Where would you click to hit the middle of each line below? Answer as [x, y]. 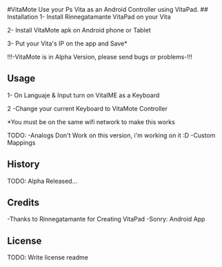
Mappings [21, 142]
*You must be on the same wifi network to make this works [91, 121]
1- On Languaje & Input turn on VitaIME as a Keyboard [83, 95]
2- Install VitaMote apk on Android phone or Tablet [79, 30]
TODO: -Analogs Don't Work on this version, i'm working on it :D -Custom [111, 135]
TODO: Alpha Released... [42, 181]
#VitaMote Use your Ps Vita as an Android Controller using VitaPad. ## [108, 9]
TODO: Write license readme [48, 257]
